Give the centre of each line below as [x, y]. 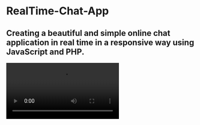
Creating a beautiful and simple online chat [88, 33]
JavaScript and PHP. [45, 52]
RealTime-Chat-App [58, 11]
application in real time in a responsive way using [100, 42]
